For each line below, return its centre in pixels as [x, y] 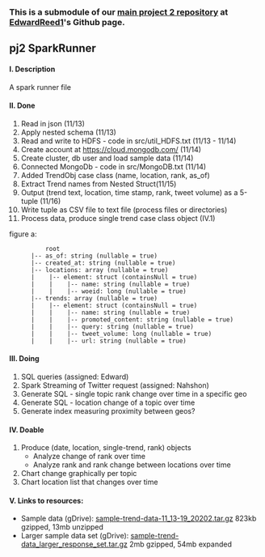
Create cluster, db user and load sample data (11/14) [107, 158]
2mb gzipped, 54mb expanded [181, 544]
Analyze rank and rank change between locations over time [132, 465]
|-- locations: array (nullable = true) [99, 270]
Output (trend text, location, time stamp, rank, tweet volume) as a [129, 192]
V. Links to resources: [46, 500]
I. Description [32, 69]
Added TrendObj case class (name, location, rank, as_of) [116, 175]
